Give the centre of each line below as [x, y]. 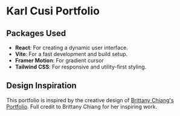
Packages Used [36, 33]
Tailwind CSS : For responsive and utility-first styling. [81, 67]
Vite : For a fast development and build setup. [71, 54]
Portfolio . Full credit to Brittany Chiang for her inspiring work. [82, 106]
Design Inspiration [41, 86]
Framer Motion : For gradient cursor [59, 60]
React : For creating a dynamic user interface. [71, 47]
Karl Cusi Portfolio [53, 11]
